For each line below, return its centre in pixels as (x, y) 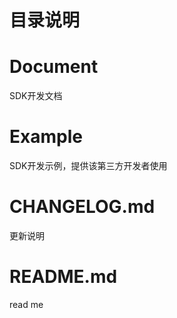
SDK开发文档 (36, 96)
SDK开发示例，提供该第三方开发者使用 (88, 166)
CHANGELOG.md (82, 207)
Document (54, 67)
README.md (63, 277)
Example (46, 137)
